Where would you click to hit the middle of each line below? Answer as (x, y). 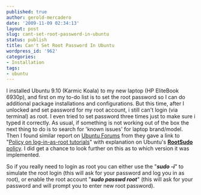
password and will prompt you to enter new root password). (81, 186)
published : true (27, 12)
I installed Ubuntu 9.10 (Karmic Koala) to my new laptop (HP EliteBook (93, 91)
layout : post (23, 29)
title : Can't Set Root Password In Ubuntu (60, 46)
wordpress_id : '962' (32, 51)
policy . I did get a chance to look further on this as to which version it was (98, 149)
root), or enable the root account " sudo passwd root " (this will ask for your (100, 179)
